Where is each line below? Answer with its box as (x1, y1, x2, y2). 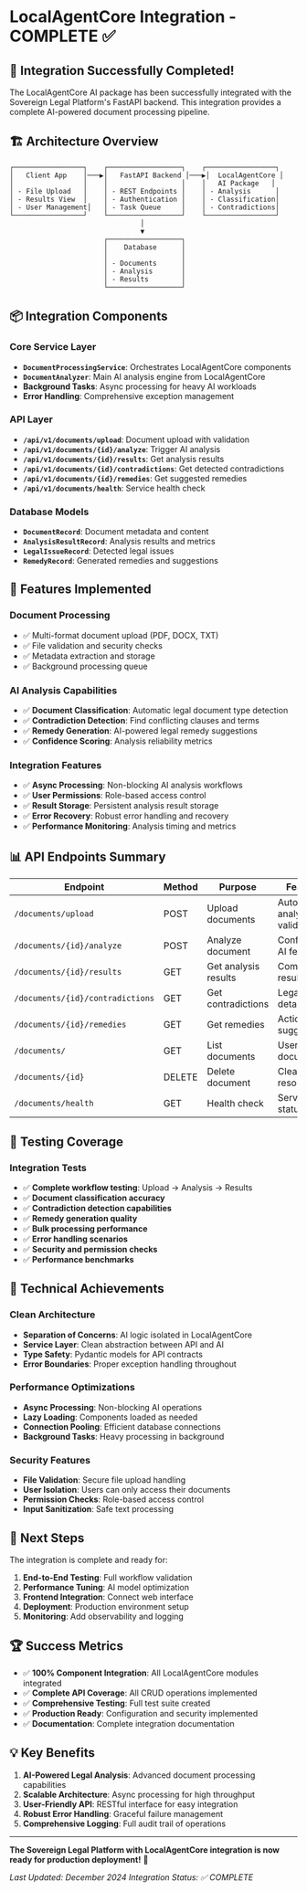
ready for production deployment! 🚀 (9, 1854, 149, 1865)
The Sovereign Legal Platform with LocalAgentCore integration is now (9, 1844, 281, 1855)
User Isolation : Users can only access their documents (22, 1485, 231, 1496)
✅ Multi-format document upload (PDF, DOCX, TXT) (22, 629, 219, 640)
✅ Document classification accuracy (22, 1192, 166, 1203)
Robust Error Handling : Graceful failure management (22, 1808, 224, 1819)
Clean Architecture (9, 1308, 96, 1321)
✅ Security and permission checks (22, 1243, 158, 1254)
